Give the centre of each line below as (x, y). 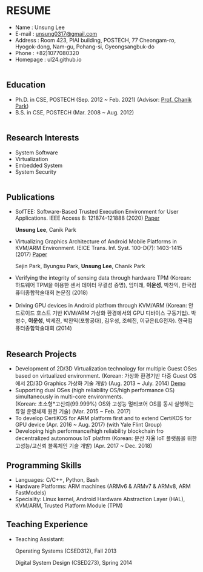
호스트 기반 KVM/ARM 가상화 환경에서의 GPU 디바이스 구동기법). (113, 313)
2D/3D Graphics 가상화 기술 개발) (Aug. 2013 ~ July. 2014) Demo (106, 383)
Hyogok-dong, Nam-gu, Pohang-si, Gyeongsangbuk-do (85, 47)
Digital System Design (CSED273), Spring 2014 (74, 562)
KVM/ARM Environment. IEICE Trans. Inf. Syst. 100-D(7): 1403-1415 (98, 248)
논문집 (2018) (72, 293)
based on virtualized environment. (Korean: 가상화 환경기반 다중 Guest (101, 376)
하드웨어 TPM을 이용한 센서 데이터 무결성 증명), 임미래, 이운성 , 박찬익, (98, 285)
